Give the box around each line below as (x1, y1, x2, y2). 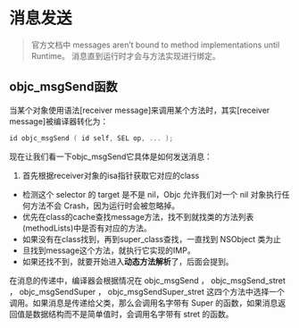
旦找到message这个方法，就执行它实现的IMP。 (21, 245, 195, 256)
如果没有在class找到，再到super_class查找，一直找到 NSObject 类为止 (21, 233, 281, 244)
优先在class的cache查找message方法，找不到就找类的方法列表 (21, 211, 254, 222)
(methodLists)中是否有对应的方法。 (21, 223, 152, 233)
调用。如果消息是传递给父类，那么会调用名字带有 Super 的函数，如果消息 (9, 297, 278, 308)
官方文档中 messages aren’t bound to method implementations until (30, 39, 280, 50)
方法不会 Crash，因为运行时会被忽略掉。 (29, 200, 180, 211)
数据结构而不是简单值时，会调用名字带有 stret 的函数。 (32, 308, 234, 319)
